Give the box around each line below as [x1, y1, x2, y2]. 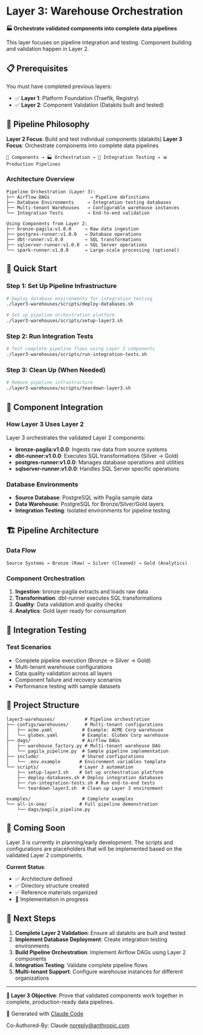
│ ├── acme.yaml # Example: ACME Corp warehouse [6, 726, 164, 733]
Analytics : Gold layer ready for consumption [14, 608, 127, 615]
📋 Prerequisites [6, 64, 68, 74]
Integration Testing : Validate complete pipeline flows [14, 962, 148, 969]
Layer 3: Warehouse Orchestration [6, 4, 183, 18]
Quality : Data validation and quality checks [14, 601, 123, 608]
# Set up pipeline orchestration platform [6, 312, 115, 318]
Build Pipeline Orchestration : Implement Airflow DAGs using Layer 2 [14, 949, 186, 956]
